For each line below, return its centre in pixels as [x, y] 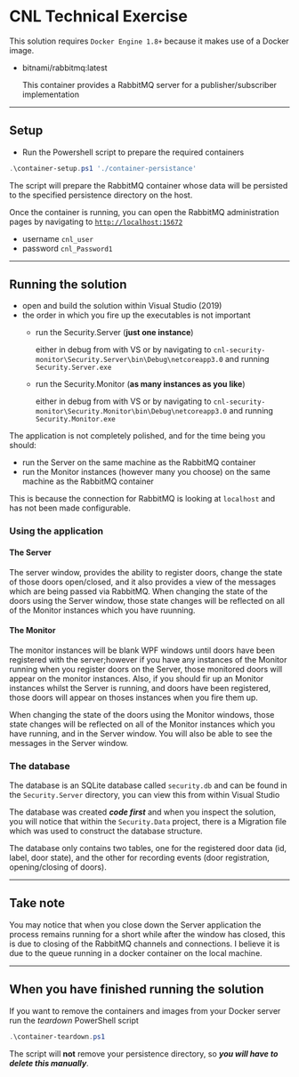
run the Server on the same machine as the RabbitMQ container [139, 462]
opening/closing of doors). [58, 867]
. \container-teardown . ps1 [57, 1037]
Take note [37, 903]
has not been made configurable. [70, 508]
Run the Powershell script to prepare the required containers [133, 152]
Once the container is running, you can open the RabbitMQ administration [144, 212]
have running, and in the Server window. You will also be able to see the [141, 733]
